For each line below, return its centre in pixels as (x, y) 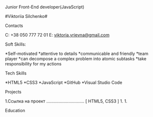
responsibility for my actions (33, 64)
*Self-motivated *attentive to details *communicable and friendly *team (77, 53)
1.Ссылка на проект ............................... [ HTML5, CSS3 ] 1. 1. (66, 101)
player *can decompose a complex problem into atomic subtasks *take (76, 59)
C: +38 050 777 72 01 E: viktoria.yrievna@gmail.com (57, 35)
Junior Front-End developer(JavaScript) (45, 7)
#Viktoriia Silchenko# (26, 16)
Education (15, 110)
